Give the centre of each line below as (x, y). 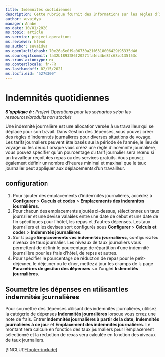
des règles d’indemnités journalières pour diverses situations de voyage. (79, 137)
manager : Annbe (21, 23)
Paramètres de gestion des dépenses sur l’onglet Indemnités (75, 268)
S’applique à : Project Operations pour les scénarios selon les (68, 112)
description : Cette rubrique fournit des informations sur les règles (79, 14)
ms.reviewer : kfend (25, 42)
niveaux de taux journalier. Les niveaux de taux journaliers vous (77, 242)
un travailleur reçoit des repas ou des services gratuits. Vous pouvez (75, 157)
